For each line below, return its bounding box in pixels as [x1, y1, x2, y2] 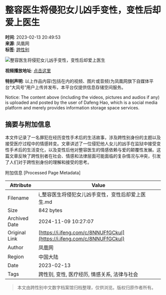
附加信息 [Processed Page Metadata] [5, 169, 81, 176]
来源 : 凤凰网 [5, 40, 30, 46]
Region [7, 253, 24, 260]
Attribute [9, 182, 32, 189]
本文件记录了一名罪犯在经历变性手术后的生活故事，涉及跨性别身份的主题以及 [5, 134, 161, 140]
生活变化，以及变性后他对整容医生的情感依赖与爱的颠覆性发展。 [26, 147, 157, 152]
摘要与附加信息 [5, 120, 51, 129]
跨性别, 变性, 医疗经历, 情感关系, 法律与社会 [38, 271, 138, 278]
